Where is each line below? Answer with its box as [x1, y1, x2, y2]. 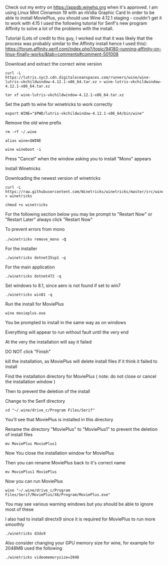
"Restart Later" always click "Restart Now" [5, 216, 93, 222]
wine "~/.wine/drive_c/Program [5, 488, 70, 493]
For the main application [5, 264, 55, 270]
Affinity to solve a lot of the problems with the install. [5, 26, 114, 32]
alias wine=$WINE [5, 138, 41, 143]
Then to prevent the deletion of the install [5, 388, 90, 394]
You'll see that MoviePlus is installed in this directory [5, 417, 113, 422]
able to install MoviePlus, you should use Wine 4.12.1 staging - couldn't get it [5, 15, 162, 21]
